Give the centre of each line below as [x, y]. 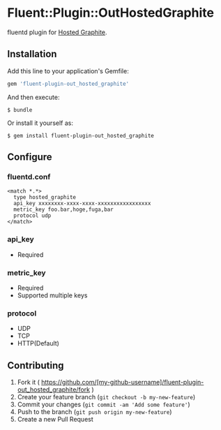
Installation [32, 54]
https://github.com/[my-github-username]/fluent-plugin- [122, 383]
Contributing [36, 365]
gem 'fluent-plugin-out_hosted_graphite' [68, 84]
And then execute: [33, 97]
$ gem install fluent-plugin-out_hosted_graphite [81, 135]
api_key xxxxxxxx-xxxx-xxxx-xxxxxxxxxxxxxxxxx [82, 204]
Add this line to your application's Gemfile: [68, 71]
